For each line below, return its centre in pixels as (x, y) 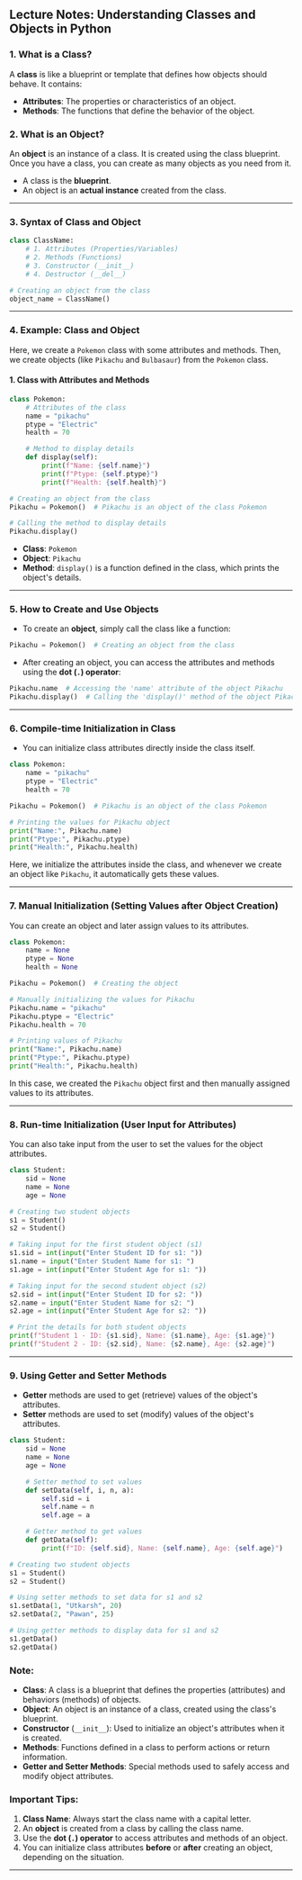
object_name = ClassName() (60, 299)
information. (44, 1757)
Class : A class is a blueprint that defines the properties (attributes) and (154, 1690)
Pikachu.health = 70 (48, 1025)
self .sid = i (66, 1498)
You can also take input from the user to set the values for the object (136, 1144)
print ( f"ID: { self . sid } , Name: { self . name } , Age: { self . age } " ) (163, 1548)
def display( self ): (62, 457)
